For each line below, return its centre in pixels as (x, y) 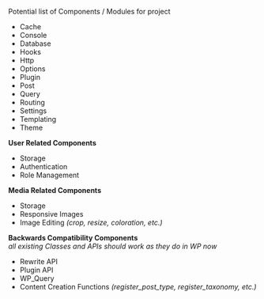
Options (32, 69)
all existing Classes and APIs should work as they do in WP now (113, 246)
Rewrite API (38, 261)
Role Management (49, 175)
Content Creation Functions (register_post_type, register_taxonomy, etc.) (138, 287)
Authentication (43, 167)
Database (35, 44)
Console (33, 35)
